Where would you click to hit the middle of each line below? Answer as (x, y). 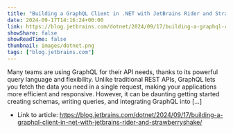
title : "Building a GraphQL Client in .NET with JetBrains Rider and (110, 14)
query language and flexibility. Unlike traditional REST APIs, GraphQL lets (112, 79)
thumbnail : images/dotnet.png (51, 46)
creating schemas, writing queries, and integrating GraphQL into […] (105, 101)
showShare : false (32, 33)
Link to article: (37, 114)
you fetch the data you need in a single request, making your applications (112, 87)
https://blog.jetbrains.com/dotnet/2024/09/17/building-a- (141, 114)
